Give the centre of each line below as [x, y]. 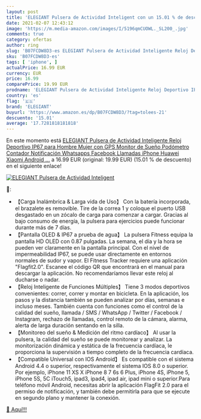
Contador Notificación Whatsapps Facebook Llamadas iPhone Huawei [93, 153]
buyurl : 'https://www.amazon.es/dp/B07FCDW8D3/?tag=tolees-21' [87, 112]
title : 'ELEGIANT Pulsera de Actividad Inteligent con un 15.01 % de [95, 17]
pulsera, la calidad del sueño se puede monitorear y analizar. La [93, 339]
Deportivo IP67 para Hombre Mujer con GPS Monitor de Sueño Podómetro [98, 147]
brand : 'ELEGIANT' [29, 107]
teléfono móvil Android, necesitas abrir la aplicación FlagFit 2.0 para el [102, 385]
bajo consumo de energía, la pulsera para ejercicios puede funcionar [100, 221]
